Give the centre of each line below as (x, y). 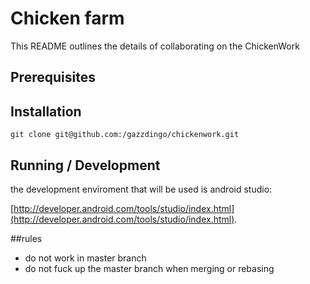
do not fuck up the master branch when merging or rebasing (149, 268)
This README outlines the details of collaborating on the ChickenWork (155, 46)
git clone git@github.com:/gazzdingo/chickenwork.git (125, 135)
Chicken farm (67, 18)
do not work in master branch (85, 258)
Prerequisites (53, 77)
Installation (46, 111)
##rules (26, 238)
